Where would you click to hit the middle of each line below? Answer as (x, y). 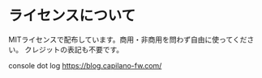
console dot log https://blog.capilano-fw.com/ (85, 65)
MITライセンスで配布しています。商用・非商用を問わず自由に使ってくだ (128, 39)
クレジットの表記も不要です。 (74, 49)
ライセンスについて (72, 16)
